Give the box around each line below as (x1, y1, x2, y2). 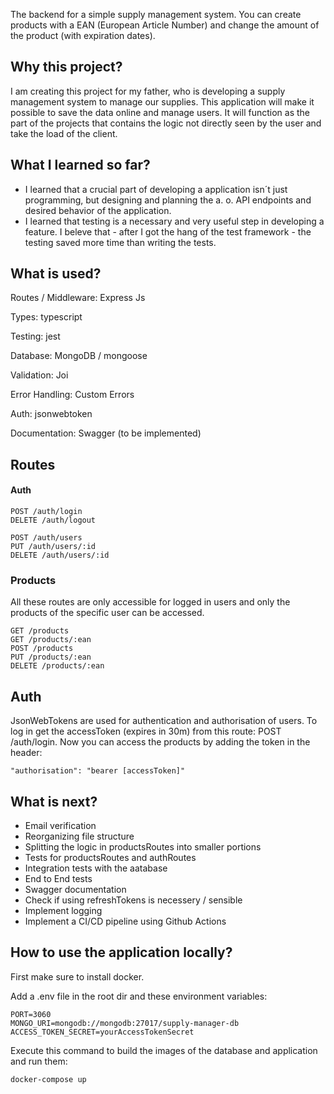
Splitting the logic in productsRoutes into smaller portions (24, 840, 262, 853)
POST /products (10, 644, 74, 654)
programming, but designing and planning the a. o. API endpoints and (24, 194, 312, 206)
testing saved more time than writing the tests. (24, 236, 217, 248)
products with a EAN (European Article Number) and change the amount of (10, 19, 320, 31)
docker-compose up (10, 1074, 87, 1084)
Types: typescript (10, 311, 83, 323)
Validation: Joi (10, 369, 69, 381)
